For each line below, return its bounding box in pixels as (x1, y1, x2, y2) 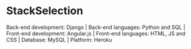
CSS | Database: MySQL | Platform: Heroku (6, 36, 112, 43)
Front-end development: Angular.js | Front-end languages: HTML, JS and (6, 30, 186, 37)
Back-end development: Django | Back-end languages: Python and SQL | (6, 24, 186, 31)
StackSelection (6, 4, 84, 18)
